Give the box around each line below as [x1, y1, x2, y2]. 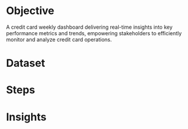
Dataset [6, 57, 45, 70]
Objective [6, 4, 55, 18]
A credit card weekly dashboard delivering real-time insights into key [6, 23, 173, 30]
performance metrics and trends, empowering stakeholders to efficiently [6, 29, 182, 36]
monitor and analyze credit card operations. [6, 36, 112, 43]
